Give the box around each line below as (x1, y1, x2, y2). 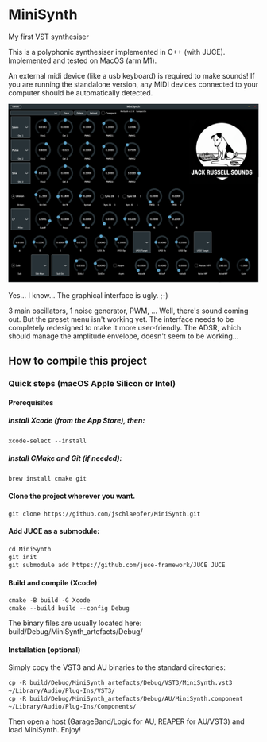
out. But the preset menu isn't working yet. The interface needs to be (8, 314, 234, 323)
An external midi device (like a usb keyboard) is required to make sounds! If (8, 71, 256, 80)
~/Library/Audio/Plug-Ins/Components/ (8, 703, 137, 711)
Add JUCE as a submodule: (8, 527, 100, 536)
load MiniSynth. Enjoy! (8, 725, 82, 735)
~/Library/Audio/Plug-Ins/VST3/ (8, 687, 115, 695)
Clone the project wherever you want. (8, 491, 136, 501)
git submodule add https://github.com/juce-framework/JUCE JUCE (8, 561, 226, 569)
